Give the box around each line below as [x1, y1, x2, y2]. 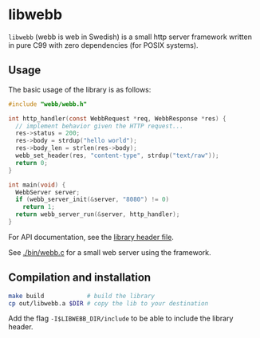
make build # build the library [8, 292, 156, 300]
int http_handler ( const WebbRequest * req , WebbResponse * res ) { [8, 114, 227, 123]
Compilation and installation [8, 271, 152, 285]
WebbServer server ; [15, 188, 81, 196]
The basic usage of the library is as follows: [8, 84, 152, 94]
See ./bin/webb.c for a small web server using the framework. [8, 247, 211, 257]
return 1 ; [22, 203, 56, 211]
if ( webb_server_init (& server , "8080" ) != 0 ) [15, 195, 170, 204]
